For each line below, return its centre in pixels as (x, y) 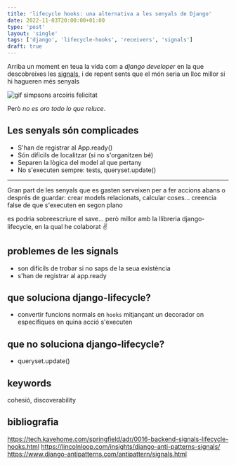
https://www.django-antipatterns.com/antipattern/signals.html (97, 454)
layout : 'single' (33, 33)
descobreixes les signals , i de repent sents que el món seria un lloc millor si (116, 74)
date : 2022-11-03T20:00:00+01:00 (56, 20)
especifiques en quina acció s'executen (75, 322)
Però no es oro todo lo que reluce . (57, 109)
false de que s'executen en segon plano (65, 205)
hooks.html (24, 446)
